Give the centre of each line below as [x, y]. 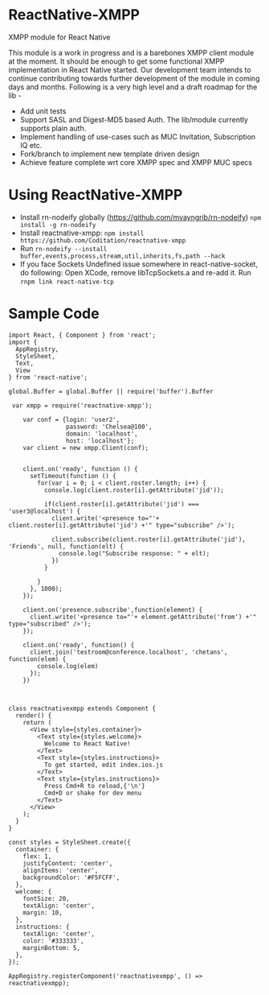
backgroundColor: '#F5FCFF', [71, 877]
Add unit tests [43, 111]
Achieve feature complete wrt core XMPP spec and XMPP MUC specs [136, 162]
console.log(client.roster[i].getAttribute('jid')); [134, 490]
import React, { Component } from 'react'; [82, 335]
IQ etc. [31, 145]
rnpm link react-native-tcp [67, 282]
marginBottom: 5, [52, 948]
